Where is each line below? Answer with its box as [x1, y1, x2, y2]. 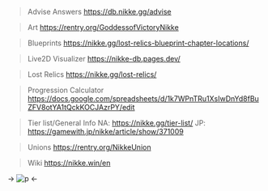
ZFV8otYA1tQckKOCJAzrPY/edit [27, 103, 135, 112]
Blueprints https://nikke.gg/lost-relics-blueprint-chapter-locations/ [27, 38, 249, 48]
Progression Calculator [27, 85, 104, 95]
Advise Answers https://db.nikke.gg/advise [27, 7, 172, 16]
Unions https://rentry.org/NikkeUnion [27, 142, 151, 152]
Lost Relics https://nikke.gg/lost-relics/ [27, 70, 157, 79]
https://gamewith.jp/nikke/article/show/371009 [27, 127, 184, 136]
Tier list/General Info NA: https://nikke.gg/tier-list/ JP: [27, 118, 206, 128]
